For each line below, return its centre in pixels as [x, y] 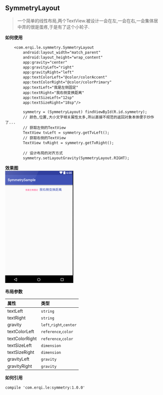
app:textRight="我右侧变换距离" [54, 93]
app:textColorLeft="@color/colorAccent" [65, 77]
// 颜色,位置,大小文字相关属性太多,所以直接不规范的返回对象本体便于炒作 [89, 117]
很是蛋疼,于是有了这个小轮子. [60, 27]
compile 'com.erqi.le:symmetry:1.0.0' [45, 388]
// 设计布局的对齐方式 [43, 153]
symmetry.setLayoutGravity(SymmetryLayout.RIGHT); [76, 158]
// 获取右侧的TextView [44, 138]
